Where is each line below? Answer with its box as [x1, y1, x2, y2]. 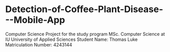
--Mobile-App [5, 14, 65, 26]
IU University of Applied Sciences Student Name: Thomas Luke [5, 36, 138, 42]
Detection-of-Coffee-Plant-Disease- [5, 4, 163, 15]
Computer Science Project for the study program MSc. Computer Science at [5, 31, 165, 37]
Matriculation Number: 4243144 [5, 41, 72, 47]
